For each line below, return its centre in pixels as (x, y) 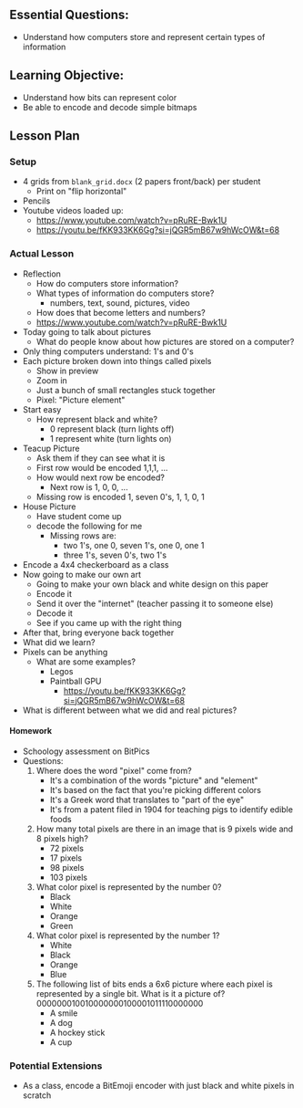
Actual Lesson (42, 254)
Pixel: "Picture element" (81, 400)
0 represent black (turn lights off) (112, 429)
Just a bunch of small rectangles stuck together (126, 390)
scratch (37, 1095)
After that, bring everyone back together (98, 632)
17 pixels (66, 858)
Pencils (36, 201)
